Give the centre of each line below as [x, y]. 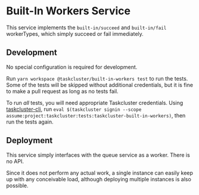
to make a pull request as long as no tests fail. [62, 91]
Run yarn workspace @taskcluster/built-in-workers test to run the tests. [97, 78]
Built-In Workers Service [69, 11]
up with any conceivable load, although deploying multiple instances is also [99, 179]
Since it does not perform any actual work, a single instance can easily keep [100, 173]
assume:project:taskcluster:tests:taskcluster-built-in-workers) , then [96, 115]
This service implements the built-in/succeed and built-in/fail [86, 27]
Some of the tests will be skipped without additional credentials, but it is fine [100, 85]
